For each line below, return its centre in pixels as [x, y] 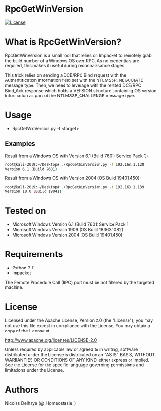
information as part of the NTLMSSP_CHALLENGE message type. [70, 95]
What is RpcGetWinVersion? [63, 42]
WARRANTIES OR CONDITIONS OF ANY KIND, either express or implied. [77, 360]
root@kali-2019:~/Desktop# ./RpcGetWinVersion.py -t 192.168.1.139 [75, 187]
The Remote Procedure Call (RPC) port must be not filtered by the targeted [80, 282]
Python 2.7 [23, 268]
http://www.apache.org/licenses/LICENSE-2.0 [51, 340]
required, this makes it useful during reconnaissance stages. [65, 65]
